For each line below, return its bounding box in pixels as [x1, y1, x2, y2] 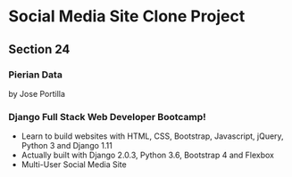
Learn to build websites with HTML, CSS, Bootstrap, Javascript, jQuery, [21, 131, 284, 141]
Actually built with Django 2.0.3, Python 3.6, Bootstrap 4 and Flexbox [21, 149, 274, 161]
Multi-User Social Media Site [21, 159, 127, 170]
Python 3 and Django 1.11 [21, 141, 113, 151]
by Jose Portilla [8, 88, 66, 99]
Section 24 [8, 42, 71, 57]
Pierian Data [8, 68, 63, 81]
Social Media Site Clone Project [8, 6, 246, 27]
